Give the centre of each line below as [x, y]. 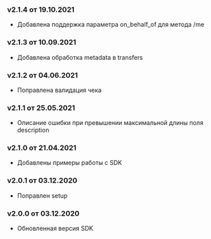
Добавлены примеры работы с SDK [69, 163]
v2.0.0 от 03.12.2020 [44, 213]
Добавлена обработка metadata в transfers [80, 57]
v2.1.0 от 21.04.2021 [42, 148]
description [33, 130]
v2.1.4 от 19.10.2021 [41, 10]
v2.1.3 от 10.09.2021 [42, 43]
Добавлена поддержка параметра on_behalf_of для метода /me [111, 25]
